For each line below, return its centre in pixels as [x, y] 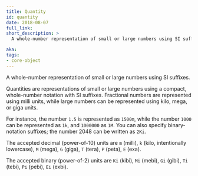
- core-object [24, 60]
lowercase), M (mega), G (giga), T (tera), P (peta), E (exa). [74, 149]
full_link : [19, 28]
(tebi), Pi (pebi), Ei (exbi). [37, 167]
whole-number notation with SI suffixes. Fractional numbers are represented [99, 95]
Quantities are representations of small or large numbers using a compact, [96, 88]
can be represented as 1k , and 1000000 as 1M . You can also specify [86, 125]
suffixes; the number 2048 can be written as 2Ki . [87, 131]
